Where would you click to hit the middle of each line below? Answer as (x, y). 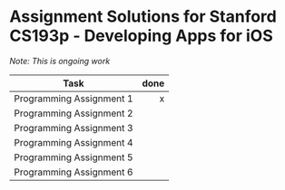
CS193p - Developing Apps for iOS (142, 36)
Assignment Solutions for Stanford (143, 17)
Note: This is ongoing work (60, 61)
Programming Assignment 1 (74, 99)
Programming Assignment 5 (74, 157)
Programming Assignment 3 (74, 128)
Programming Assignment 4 (74, 142)
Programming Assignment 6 (74, 172)
